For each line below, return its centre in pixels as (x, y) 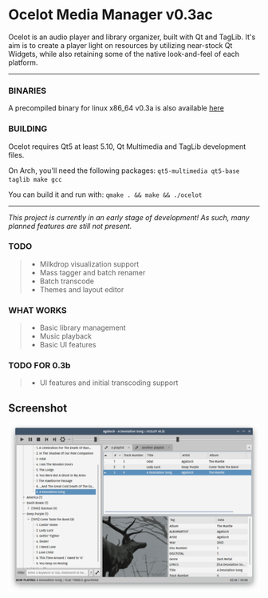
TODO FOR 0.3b (39, 366)
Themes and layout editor (82, 289)
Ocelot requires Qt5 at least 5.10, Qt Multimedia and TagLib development (127, 146)
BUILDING (28, 129)
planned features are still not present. (70, 226)
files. (16, 155)
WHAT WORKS (37, 310)
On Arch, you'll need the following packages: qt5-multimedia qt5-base (124, 171)
